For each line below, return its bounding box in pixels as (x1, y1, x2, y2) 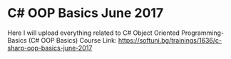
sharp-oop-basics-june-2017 (7, 43, 93, 52)
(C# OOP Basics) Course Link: (28, 36, 117, 44)
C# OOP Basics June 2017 (7, 5, 164, 21)
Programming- (181, 28, 225, 37)
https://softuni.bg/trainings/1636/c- (118, 36, 222, 44)
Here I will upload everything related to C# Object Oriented (7, 28, 180, 37)
